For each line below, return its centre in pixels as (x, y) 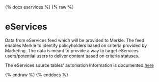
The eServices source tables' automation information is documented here (79, 65)
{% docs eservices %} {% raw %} (40, 7)
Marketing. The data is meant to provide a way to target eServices (72, 50)
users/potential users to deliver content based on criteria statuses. (72, 56)
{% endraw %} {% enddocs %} (37, 75)
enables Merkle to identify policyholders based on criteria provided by (76, 45)
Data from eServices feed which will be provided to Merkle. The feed (75, 40)
